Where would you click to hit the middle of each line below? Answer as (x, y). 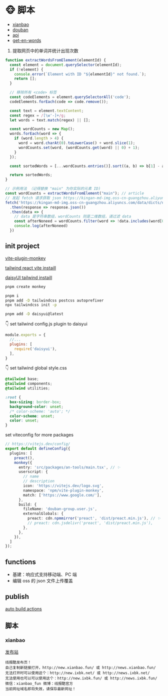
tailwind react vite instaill (31, 267)
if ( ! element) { (26, 69)
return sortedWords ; (31, 175)
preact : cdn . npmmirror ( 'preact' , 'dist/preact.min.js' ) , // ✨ (94, 518)
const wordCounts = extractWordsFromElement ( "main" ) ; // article (74, 193)
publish (17, 597)
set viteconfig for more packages (39, 435)
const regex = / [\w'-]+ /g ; (38, 115)
